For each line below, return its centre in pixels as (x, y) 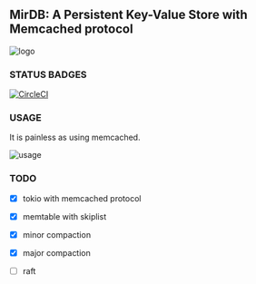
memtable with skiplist (64, 216)
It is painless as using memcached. (75, 137)
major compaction (56, 252)
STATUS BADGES (49, 74)
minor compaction (57, 234)
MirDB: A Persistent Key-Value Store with (128, 15)
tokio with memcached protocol (82, 198)
